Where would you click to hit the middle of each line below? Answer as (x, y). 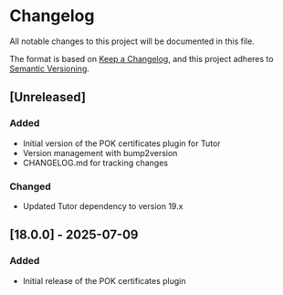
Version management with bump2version (100, 153)
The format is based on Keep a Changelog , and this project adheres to (141, 58)
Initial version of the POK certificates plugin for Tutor (121, 143)
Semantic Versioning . (49, 68)
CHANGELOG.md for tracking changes (95, 163)
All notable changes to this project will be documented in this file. (132, 41)
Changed (31, 186)
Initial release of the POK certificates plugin (104, 280)
